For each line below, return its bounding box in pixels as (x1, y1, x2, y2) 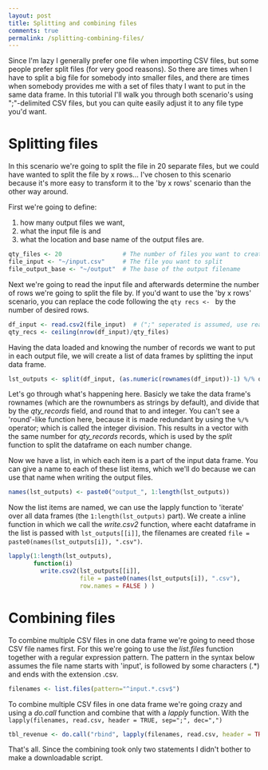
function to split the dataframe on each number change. (8, 441, 192, 450)
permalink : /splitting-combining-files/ (8, 34, 145, 42)
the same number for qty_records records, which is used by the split (8, 432, 233, 441)
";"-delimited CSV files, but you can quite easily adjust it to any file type (8, 98, 243, 108)
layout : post (8, 11, 52, 20)
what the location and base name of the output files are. (19, 235, 205, 245)
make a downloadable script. (8, 753, 104, 763)
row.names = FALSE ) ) (79, 581, 156, 590)
